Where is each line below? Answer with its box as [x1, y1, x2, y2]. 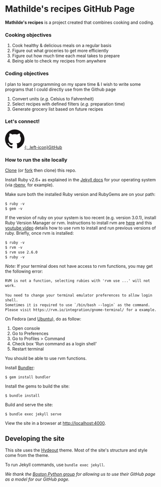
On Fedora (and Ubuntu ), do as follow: [5, 316, 81, 322]
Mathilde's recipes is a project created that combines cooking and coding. [5, 19, 155, 25]
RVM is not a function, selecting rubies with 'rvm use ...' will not [5, 278, 150, 283]
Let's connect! [5, 118, 40, 125]
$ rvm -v [5, 245, 23, 250]
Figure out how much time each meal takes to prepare [12, 53, 120, 59]
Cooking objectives [5, 32, 52, 38]
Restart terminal [12, 346, 44, 352]
